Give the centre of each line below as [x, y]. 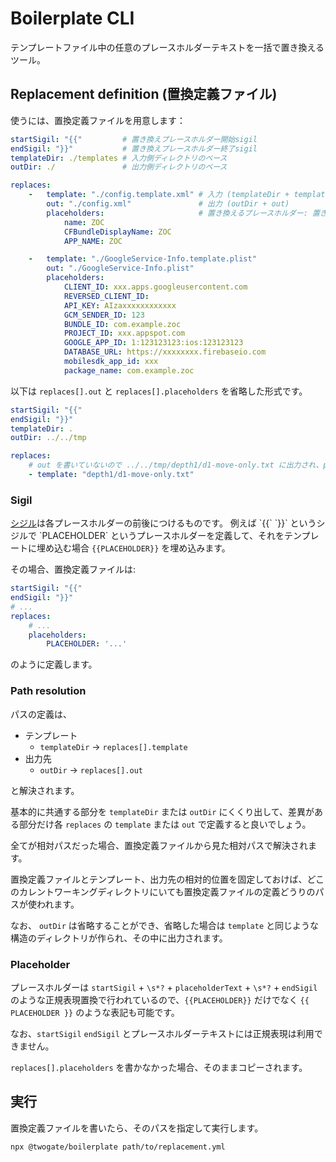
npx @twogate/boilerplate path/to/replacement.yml [118, 1147]
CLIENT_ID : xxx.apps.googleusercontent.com [155, 287]
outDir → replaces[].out [91, 769]
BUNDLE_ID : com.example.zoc [122, 324]
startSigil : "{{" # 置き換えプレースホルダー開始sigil [134, 139]
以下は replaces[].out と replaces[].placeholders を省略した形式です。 [159, 391]
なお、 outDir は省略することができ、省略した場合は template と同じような [165, 925]
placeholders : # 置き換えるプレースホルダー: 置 [183, 213]
